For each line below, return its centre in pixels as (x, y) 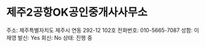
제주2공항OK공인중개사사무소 (77, 12)
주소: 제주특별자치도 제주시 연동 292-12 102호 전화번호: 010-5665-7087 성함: (99, 30)
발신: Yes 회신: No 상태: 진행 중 (55, 37)
